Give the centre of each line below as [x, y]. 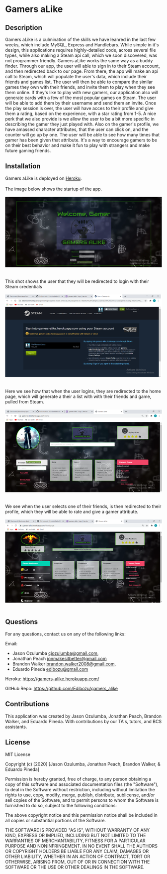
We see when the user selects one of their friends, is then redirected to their [83, 506]
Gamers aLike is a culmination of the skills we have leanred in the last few [80, 39]
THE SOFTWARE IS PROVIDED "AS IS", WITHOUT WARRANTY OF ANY [78, 830]
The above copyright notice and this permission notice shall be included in [81, 815]
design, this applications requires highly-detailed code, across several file [81, 50]
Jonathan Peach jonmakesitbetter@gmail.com [59, 658]
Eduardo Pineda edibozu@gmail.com [50, 669]
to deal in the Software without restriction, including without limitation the [80, 789]
